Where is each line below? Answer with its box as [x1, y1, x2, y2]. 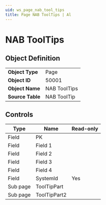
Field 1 [35, 142, 52, 149]
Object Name [8, 85, 41, 92]
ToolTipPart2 [35, 191, 67, 198]
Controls [5, 110, 33, 119]
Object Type [8, 68, 38, 75]
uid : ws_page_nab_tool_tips [5, 7, 65, 13]
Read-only [72, 125, 98, 132]
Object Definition [5, 54, 60, 63]
